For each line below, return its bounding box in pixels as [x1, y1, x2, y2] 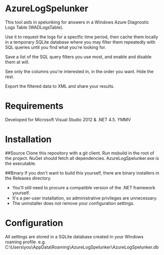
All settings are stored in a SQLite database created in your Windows [5, 233, 143, 239]
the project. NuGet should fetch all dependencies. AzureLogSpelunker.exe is [5, 155, 159, 161]
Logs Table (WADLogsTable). [5, 24, 64, 30]
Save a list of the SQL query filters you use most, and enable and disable [5, 53, 152, 59]
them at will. [5, 59, 30, 65]
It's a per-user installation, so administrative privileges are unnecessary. [12, 195, 158, 201]
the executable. [5, 160, 37, 166]
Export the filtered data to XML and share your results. [5, 83, 115, 89]
